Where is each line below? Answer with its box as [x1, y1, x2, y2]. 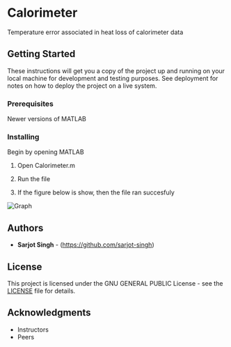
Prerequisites [7, 99, 54, 109]
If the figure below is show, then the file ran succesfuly [17, 188, 175, 196]
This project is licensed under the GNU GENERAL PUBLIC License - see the [7, 279, 223, 287]
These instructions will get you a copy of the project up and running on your [7, 66, 225, 75]
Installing [7, 132, 40, 141]
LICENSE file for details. [7, 286, 76, 295]
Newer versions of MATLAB [7, 115, 87, 123]
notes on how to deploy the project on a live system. [7, 82, 157, 90]
